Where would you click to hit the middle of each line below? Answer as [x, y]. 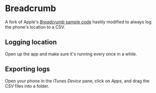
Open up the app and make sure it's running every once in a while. [71, 54]
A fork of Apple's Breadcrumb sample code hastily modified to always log [78, 22]
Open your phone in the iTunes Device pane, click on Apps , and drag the [77, 81]
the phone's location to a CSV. [35, 27]
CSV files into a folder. [27, 86]
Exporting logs [28, 69]
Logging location [31, 42]
